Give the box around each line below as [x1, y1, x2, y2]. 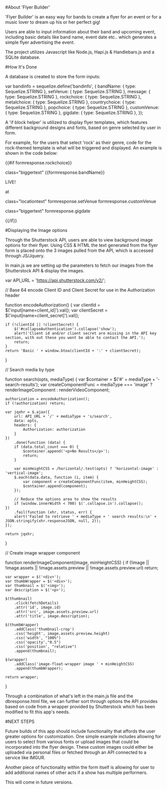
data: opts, [14, 418, 39, 423]
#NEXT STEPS [5, 719, 35, 724]
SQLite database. [5, 54, 41, 60]
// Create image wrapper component [5, 550, 81, 556]
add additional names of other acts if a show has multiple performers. [5, 770, 148, 776]
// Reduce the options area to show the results [14, 497, 117, 502]
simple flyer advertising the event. [5, 39, 75, 45]
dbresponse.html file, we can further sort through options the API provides [5, 698, 158, 704]
